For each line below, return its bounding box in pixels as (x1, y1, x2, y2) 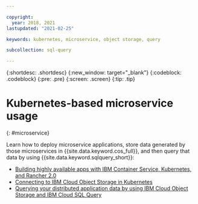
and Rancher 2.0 (14, 172, 57, 179)
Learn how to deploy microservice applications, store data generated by (6, 141, 186, 148)
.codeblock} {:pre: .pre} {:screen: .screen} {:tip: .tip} (6, 75, 136, 83)
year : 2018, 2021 (11, 19, 56, 26)
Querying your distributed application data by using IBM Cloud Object (14, 185, 188, 192)
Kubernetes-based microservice (6, 97, 174, 110)
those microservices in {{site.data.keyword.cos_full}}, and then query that (6, 147, 190, 155)
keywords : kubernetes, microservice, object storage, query (6, 36, 161, 42)
